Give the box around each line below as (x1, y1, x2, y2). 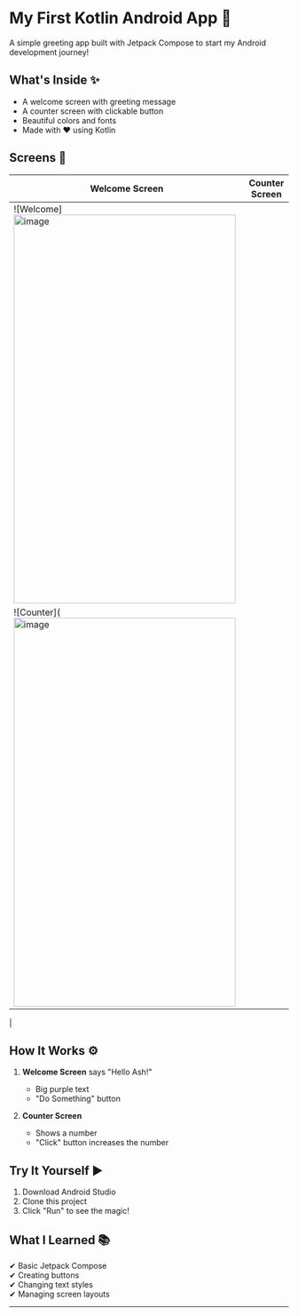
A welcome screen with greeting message (21, 96, 176, 107)
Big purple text (35, 1084, 90, 1095)
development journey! (9, 46, 90, 57)
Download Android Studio (21, 1186, 117, 1198)
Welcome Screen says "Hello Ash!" (21, 1066, 153, 1078)
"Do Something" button (35, 1093, 122, 1105)
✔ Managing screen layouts (9, 1288, 111, 1299)
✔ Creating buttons (9, 1270, 80, 1280)
